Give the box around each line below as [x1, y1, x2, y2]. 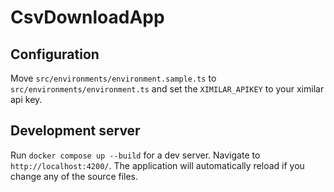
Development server [10, 122, 141, 140]
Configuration [10, 46, 100, 63]
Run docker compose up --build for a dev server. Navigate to [10, 149, 261, 161]
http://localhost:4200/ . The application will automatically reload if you [10, 159, 305, 171]
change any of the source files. [10, 170, 139, 182]
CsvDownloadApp [10, 6, 165, 29]
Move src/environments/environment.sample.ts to [10, 72, 217, 84]
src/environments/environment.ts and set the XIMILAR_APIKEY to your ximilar [10, 83, 325, 95]
